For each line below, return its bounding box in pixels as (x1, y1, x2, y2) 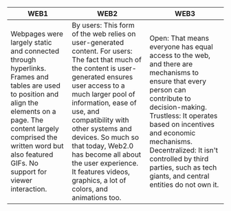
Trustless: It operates (149, 111, 218, 120)
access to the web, (149, 51, 211, 60)
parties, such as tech (149, 163, 217, 172)
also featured (10, 150, 54, 159)
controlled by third (149, 154, 209, 163)
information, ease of (71, 98, 137, 108)
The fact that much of (71, 55, 142, 64)
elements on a (10, 107, 56, 116)
